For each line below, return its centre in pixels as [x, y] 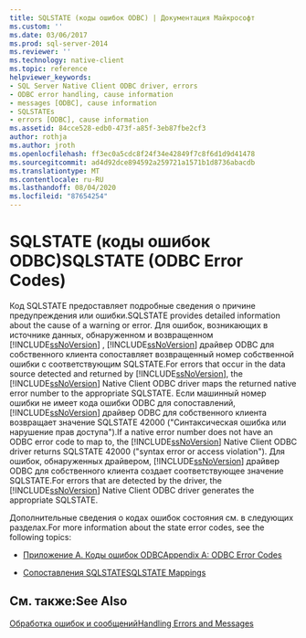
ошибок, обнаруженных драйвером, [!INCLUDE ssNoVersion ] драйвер [145, 461]
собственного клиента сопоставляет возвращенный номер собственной [152, 354]
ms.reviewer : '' [40, 52]
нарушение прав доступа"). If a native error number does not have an [142, 431]
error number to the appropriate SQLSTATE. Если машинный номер [138, 393]
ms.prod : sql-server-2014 [58, 43]
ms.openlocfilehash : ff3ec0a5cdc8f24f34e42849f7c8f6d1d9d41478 [132, 154]
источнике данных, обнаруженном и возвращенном [111, 335]
